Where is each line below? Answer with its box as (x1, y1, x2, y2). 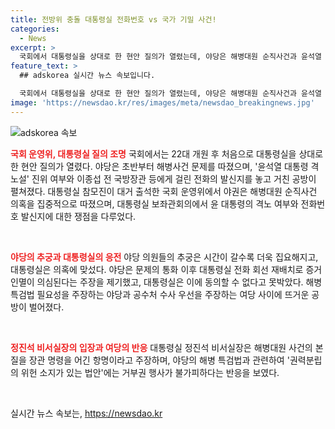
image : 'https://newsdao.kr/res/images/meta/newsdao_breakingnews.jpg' (10, 97, 315, 108)
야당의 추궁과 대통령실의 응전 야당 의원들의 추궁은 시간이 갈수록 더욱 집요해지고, (10, 251, 319, 263)
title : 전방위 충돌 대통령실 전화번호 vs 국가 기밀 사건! (10, 14, 217, 25)
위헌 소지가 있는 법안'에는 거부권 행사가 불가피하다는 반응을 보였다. (20, 366, 280, 378)
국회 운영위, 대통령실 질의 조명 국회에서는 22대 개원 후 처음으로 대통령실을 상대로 (10, 147, 324, 160)
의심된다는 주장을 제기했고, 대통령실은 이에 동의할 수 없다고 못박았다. (36, 276, 304, 288)
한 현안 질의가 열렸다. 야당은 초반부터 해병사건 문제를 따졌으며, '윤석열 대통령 (10, 160, 309, 172)
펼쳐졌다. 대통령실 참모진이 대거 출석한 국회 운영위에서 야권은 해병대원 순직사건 (10, 185, 318, 197)
